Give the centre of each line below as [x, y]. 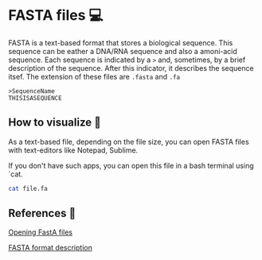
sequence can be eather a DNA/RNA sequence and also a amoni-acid [123, 51]
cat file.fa [28, 188]
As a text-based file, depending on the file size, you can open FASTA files [129, 142]
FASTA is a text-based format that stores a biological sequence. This [121, 43]
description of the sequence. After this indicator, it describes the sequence [131, 68]
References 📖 [42, 213]
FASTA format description [51, 248]
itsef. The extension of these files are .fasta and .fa [94, 76]
